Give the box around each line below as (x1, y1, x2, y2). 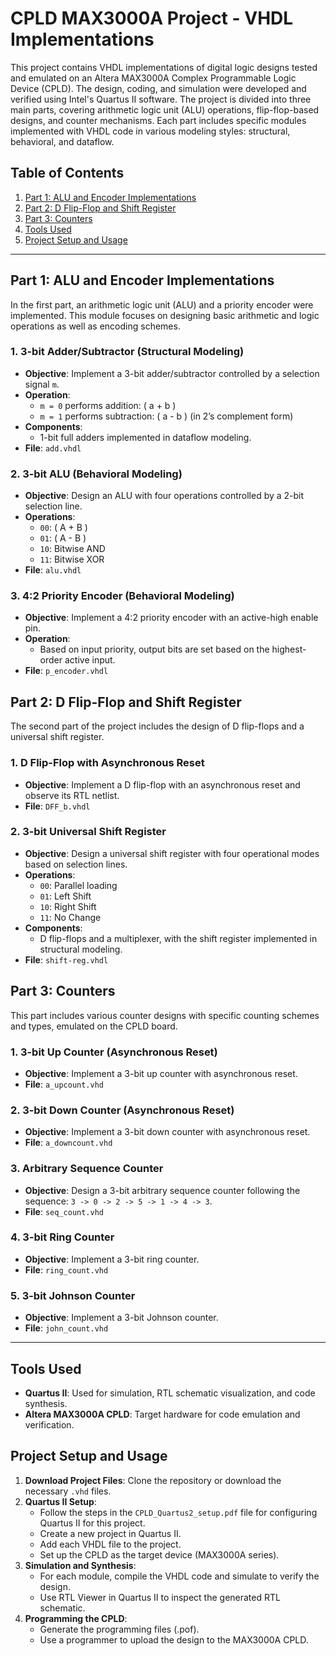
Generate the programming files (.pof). (39, 1623, 200, 1635)
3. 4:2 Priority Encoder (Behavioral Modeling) (10, 589, 235, 603)
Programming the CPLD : (24, 1612, 128, 1624)
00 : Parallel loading (39, 879, 118, 891)
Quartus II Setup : (24, 1495, 97, 1507)
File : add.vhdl (24, 442, 82, 454)
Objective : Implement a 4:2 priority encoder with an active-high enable (24, 612, 319, 624)
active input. (64, 654, 116, 666)
